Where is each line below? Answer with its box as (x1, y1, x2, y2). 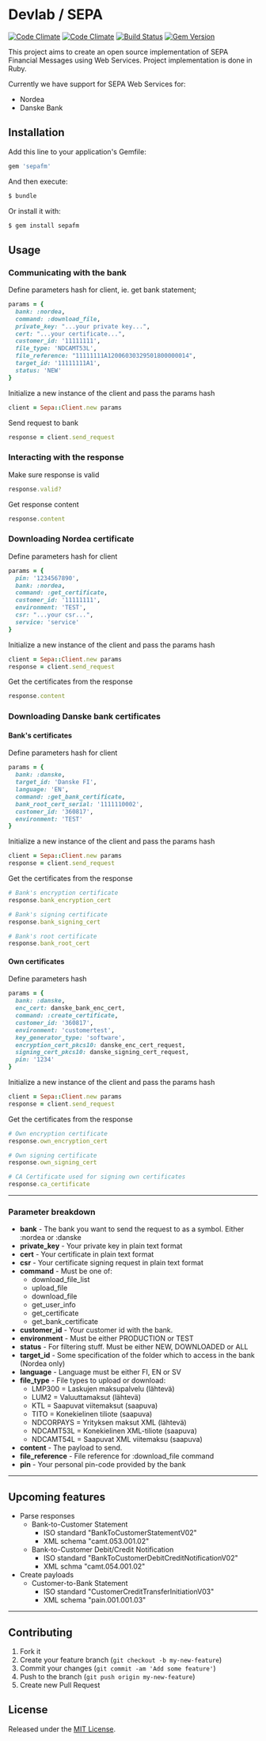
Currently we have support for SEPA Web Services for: (8, 79, 186, 89)
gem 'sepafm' (8, 162, 51, 170)
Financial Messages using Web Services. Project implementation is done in (8, 55, 253, 65)
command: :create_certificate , (15, 1011, 119, 1020)
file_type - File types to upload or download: (19, 1375, 166, 1386)
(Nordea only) (19, 1359, 66, 1368)
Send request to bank (8, 418, 79, 427)
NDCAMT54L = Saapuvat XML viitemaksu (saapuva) (31, 1435, 203, 1444)
